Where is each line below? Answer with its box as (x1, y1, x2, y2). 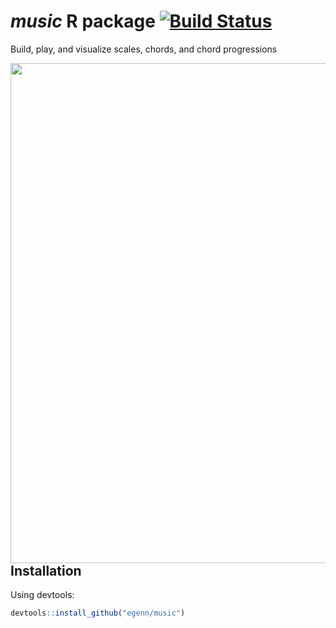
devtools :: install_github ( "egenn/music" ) (10, 608, 186, 619)
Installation (10, 562, 82, 579)
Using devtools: (10, 589, 75, 601)
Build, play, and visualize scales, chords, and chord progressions (10, 43, 278, 55)
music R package (10, 10, 156, 33)
